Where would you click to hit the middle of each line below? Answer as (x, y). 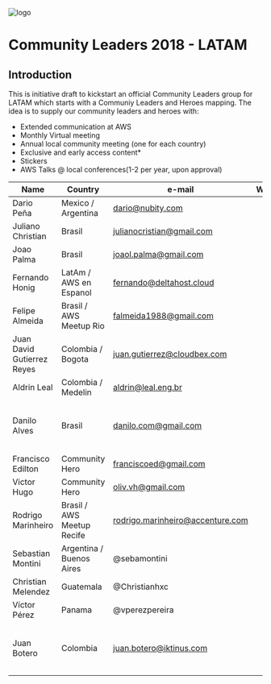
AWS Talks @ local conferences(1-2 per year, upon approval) (121, 170)
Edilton (25, 469)
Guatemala (81, 587)
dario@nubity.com (148, 208)
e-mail (181, 189)
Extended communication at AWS (75, 126)
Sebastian (31, 553)
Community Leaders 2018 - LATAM (128, 45)
